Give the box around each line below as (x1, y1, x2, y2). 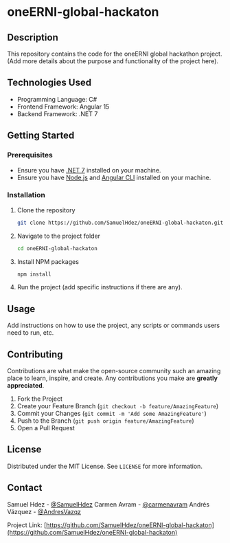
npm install (16, 271, 51, 278)
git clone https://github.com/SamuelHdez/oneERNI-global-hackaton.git (16, 219, 224, 226)
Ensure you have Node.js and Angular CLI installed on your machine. (16, 173, 211, 181)
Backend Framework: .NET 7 (16, 109, 98, 118)
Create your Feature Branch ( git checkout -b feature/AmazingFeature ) (16, 402, 219, 410)
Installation (7, 190, 46, 200)
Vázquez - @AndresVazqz (7, 507, 81, 516)
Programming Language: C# (16, 95, 97, 103)
